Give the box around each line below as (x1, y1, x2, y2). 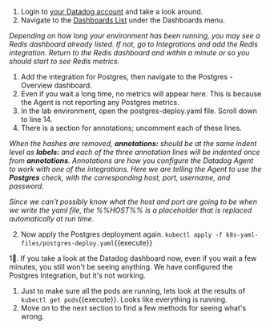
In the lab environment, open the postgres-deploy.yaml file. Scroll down (20, 106, 257, 116)
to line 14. (20, 115, 53, 124)
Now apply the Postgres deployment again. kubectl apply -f (20, 229, 223, 239)
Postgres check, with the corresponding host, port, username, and (9, 173, 231, 182)
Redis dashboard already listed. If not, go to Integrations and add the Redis (9, 39, 259, 49)
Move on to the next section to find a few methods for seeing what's (20, 303, 247, 312)
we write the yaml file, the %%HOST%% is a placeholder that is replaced (9, 205, 252, 215)
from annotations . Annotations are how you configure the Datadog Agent (9, 156, 254, 165)
